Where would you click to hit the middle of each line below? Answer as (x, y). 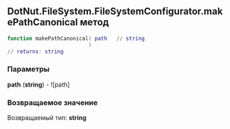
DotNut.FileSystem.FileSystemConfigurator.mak (115, 12)
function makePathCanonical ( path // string (76, 38)
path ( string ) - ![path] (39, 84)
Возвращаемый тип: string (47, 118)
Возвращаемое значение (53, 103)
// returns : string (36, 52)
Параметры (29, 69)
